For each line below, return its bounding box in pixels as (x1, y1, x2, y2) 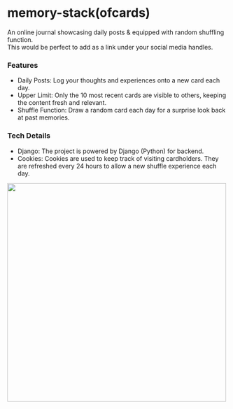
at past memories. (17, 113, 70, 122)
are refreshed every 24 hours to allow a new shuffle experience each (17, 162, 217, 170)
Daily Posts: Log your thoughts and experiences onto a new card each (17, 76, 220, 85)
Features (7, 60, 38, 70)
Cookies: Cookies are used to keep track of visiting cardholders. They (17, 154, 219, 162)
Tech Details (7, 131, 51, 141)
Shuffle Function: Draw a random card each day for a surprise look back (17, 106, 226, 115)
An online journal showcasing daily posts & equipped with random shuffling (7, 28, 225, 36)
